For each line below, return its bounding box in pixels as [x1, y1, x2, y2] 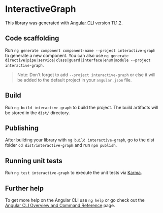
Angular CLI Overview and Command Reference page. [5, 203, 115, 208]
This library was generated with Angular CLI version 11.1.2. [5, 20, 123, 26]
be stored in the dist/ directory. [5, 110, 70, 116]
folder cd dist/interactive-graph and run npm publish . [5, 142, 117, 148]
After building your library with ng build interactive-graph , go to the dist [5, 137, 155, 143]
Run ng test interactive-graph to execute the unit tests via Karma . [5, 170, 142, 176]
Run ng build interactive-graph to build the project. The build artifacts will [5, 104, 159, 110]
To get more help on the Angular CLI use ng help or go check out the [5, 197, 145, 203]
